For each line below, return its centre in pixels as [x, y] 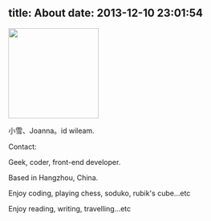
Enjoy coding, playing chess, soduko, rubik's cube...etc [99, 193]
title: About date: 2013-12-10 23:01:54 [105, 13]
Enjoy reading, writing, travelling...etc [70, 208]
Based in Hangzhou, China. [53, 177]
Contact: [23, 147]
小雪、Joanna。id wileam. [51, 131]
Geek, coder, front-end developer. [65, 162]
